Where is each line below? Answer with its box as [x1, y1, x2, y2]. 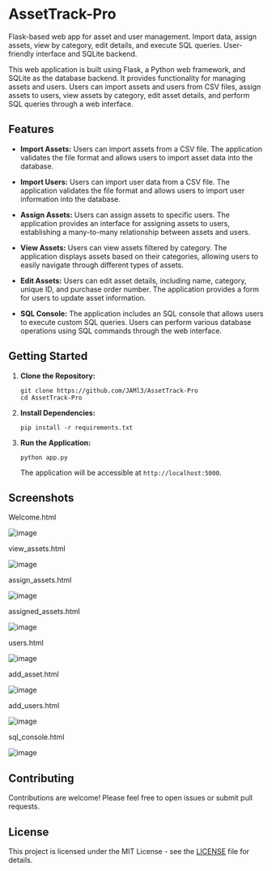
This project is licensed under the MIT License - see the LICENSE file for [8, 847, 249, 856]
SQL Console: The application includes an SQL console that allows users [19, 309, 264, 318]
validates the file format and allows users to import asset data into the [19, 152, 253, 162]
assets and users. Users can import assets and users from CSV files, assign [8, 82, 261, 92]
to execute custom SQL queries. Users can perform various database [19, 317, 252, 327]
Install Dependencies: [19, 408, 96, 417]
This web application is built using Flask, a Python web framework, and [8, 64, 245, 74]
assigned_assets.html [8, 607, 81, 617]
